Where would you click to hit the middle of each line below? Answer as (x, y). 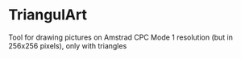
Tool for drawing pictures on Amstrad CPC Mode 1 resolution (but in (121, 37)
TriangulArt (48, 15)
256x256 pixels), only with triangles (68, 45)
